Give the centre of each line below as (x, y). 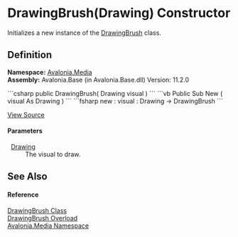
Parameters (25, 131)
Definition (29, 55)
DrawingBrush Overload (43, 218)
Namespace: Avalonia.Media (50, 72)
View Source (26, 114)
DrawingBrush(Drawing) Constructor (119, 13)
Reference (23, 194)
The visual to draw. (53, 154)
